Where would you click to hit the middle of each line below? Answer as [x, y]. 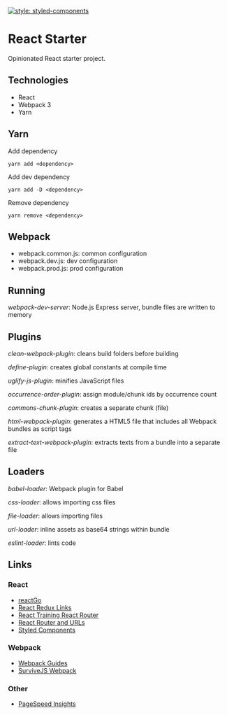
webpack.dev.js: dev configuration [68, 261]
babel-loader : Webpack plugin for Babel [66, 488]
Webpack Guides [43, 663]
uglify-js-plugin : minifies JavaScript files [66, 381]
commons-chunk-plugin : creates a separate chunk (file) [88, 408]
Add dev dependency [39, 177]
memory [20, 315]
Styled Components [47, 630]
